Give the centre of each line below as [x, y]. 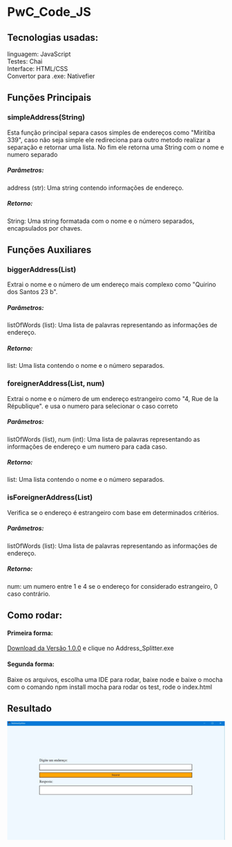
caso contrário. [29, 594]
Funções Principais [49, 98]
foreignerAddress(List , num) [56, 384]
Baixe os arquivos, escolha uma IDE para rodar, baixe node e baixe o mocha [115, 679]
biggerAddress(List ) [42, 269]
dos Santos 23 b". [32, 292]
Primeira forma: [30, 633]
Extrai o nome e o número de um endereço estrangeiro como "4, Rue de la [113, 398]
